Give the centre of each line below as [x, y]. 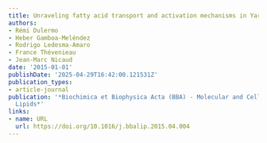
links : [19, 112]
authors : [23, 23]
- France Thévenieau [43, 52]
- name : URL [28, 119]
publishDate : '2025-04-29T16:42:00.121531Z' [83, 75]
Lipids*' [30, 104]
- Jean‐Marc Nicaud [41, 60]
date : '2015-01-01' [41, 68]
